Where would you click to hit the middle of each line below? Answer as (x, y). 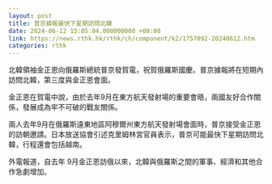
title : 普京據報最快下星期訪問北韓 (60, 23)
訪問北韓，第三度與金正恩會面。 (62, 80)
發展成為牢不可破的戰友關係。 (72, 107)
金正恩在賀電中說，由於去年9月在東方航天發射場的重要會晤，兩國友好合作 (131, 97)
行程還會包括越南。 (54, 144)
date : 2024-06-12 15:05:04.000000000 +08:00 (85, 31)
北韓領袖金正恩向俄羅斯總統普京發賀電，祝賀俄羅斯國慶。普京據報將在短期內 (136, 70)
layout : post (30, 16)
